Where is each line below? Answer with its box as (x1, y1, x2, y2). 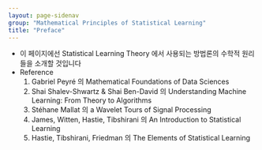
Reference (19, 68, 54, 77)
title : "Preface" (8, 26, 65, 34)
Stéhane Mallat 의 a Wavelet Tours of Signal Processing (31, 105, 211, 114)
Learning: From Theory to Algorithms (31, 96, 152, 105)
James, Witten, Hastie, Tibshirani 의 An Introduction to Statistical (31, 115, 241, 125)
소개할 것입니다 (34, 58, 81, 68)
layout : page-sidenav (8, 11, 80, 20)
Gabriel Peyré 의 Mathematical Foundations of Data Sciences (31, 77, 230, 87)
